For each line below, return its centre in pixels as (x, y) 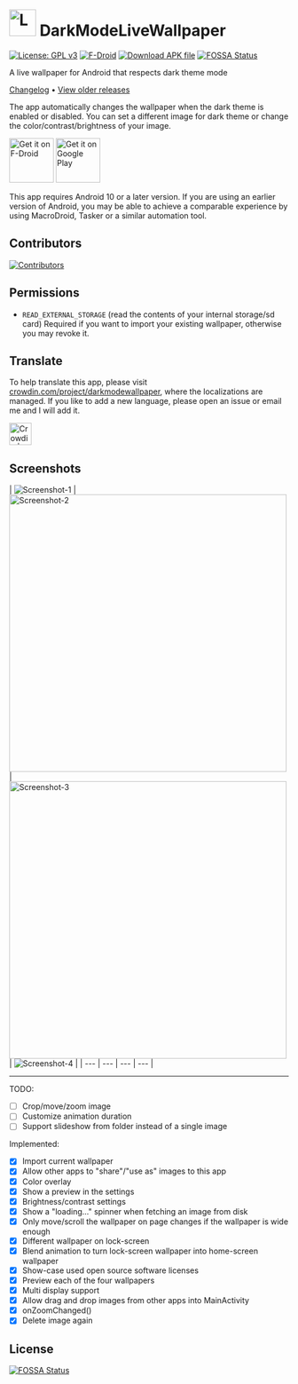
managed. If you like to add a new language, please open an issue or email (145, 401)
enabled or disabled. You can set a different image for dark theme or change (149, 116)
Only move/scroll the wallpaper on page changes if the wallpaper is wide (155, 1222)
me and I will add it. (45, 411)
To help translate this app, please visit (78, 383)
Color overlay (47, 1182)
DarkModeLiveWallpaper (133, 31)
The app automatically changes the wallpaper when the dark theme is (137, 107)
